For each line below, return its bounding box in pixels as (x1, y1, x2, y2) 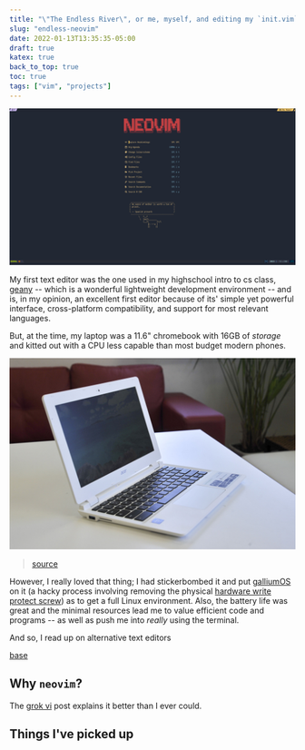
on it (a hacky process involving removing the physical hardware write (9, 586, 272, 597)
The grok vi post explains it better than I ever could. (9, 700, 202, 711)
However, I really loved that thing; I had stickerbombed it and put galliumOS (9, 577, 291, 587)
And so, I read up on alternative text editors (9, 632, 172, 644)
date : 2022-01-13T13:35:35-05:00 (9, 34, 136, 43)
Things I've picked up (9, 726, 134, 742)
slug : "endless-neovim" (9, 24, 100, 34)
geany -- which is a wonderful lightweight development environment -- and (9, 284, 292, 295)
